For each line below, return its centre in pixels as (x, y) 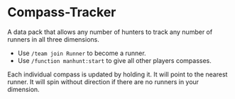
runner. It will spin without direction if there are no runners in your (103, 81)
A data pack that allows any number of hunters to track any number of (110, 32)
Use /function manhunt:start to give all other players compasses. (114, 60)
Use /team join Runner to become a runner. (82, 53)
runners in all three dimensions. (53, 39)
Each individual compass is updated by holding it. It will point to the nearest (117, 74)
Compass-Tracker (62, 12)
